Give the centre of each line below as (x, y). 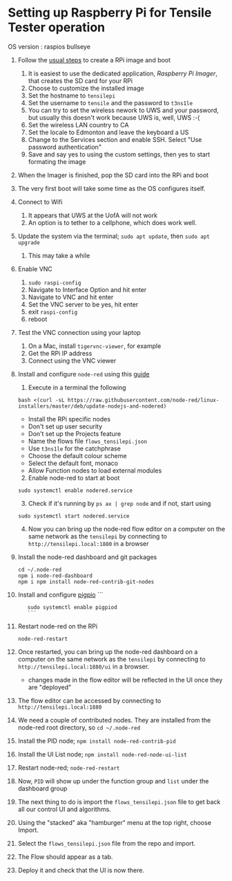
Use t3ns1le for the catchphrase (75, 448)
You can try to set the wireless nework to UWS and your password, (124, 110)
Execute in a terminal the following (77, 387)
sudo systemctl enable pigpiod (72, 607)
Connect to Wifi (40, 201)
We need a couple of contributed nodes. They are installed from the (114, 720)
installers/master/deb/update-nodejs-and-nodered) (92, 406)
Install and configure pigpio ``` (60, 594)
